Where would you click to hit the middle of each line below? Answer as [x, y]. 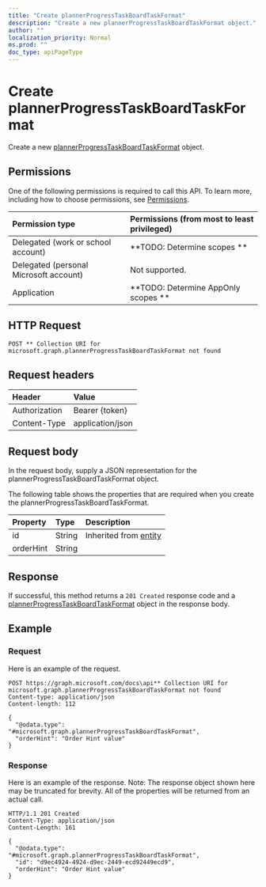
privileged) [151, 229]
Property [29, 522]
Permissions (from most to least [192, 218]
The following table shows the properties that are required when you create [131, 495]
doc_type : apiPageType [46, 52]
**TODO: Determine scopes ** [189, 247]
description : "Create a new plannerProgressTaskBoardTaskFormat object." [133, 23]
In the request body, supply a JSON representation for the [103, 471]
